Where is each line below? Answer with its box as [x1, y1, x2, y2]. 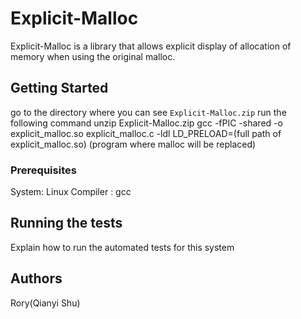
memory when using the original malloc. [10, 50, 176, 62]
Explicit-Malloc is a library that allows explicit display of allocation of [10, 40, 292, 52]
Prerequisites [10, 163, 77, 177]
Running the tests [10, 215, 123, 232]
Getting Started [10, 80, 109, 97]
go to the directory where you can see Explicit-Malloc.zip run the [10, 106, 287, 118]
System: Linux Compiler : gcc [10, 186, 132, 198]
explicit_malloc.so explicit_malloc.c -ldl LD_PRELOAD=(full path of [10, 127, 282, 139]
